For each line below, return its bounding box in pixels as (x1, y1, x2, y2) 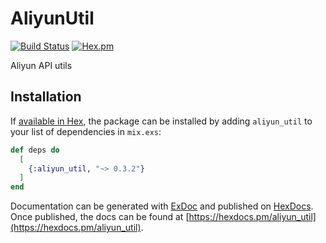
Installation (10, 88, 82, 106)
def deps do (10, 145, 60, 155)
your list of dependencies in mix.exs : (10, 125, 162, 137)
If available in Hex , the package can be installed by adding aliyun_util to (10, 115, 313, 127)
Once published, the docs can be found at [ (10, 211, 190, 223)
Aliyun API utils (10, 59, 73, 71)
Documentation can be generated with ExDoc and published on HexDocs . (10, 200, 314, 212)
